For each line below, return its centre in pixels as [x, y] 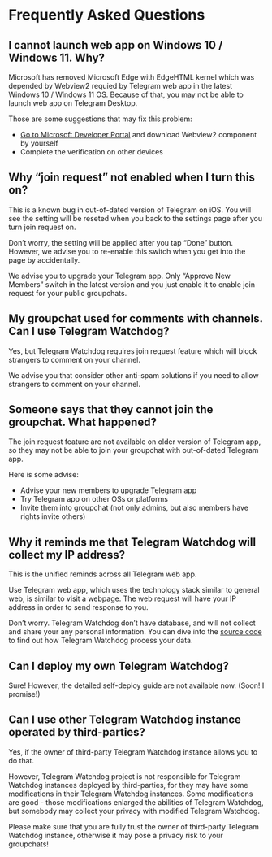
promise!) [24, 694]
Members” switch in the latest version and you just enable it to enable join [132, 284]
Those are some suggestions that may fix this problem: [100, 119]
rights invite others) [53, 516]
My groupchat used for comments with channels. [136, 319]
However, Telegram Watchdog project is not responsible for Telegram [125, 776]
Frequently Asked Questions [107, 15]
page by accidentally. [44, 260]
